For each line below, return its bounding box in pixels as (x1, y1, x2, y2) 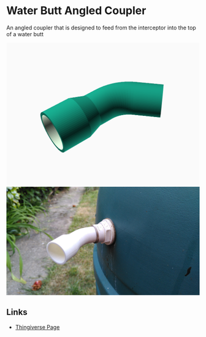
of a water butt (6, 30, 44, 37)
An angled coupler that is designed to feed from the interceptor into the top (6, 24, 196, 31)
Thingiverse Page (15, 323, 60, 331)
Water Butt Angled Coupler (6, 4, 147, 18)
